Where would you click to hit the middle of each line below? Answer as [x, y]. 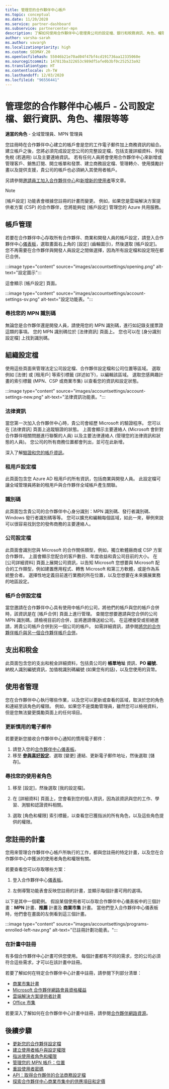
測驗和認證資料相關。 [44, 805]
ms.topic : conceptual [28, 15]
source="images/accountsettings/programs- [103, 924]
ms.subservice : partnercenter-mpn [41, 29]
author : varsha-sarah [28, 38]
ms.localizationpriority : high [38, 47]
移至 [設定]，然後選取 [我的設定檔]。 [50, 788]
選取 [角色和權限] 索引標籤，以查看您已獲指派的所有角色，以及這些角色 [86, 815]
